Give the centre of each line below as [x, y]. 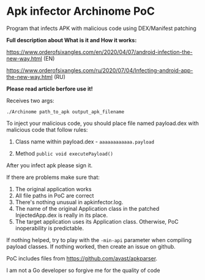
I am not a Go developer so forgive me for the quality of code [83, 270]
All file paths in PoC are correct [54, 195]
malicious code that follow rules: [47, 129]
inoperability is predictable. [50, 228]
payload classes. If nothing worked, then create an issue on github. [91, 246]
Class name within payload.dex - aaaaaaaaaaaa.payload [85, 142]
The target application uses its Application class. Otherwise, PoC [97, 221]
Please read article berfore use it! [50, 89]
